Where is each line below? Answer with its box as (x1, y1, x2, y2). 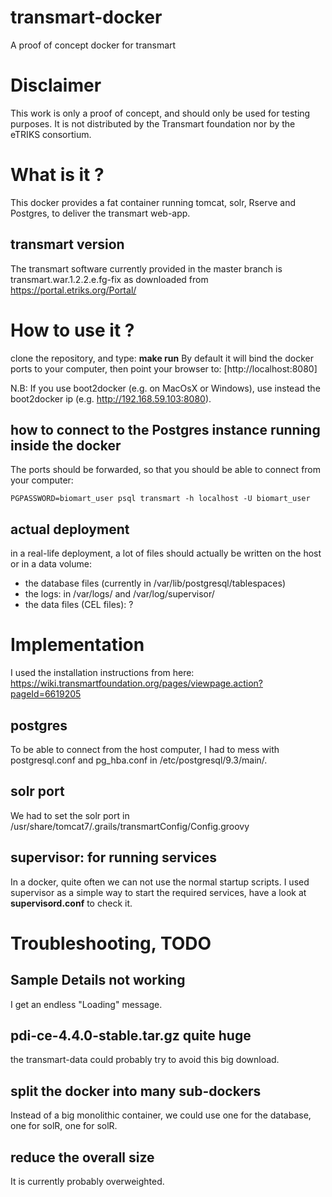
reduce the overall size (10, 1149, 155, 1166)
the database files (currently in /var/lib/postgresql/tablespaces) (24, 577, 287, 590)
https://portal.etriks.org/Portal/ (10, 284, 137, 296)
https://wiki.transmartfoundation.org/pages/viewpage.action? (10, 677, 263, 690)
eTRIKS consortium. (10, 128, 92, 140)
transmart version (10, 236, 125, 253)
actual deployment (10, 521, 130, 538)
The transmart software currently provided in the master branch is (10, 262, 283, 275)
